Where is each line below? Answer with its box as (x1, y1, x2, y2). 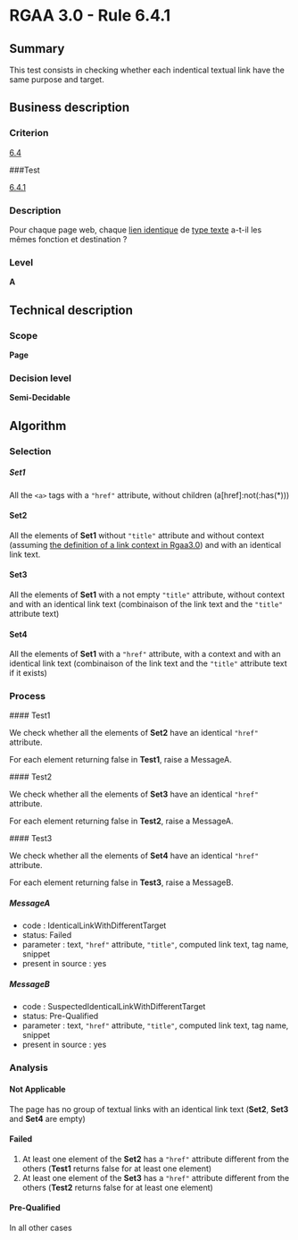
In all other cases (9, 1222, 73, 1233)
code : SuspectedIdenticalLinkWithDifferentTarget (21, 1001, 206, 1012)
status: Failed (21, 930, 72, 941)
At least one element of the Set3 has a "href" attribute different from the (21, 1172, 290, 1183)
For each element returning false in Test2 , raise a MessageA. (9, 815, 234, 827)
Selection (9, 444, 52, 457)
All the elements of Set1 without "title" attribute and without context (9, 529, 265, 541)
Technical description (9, 302, 134, 317)
